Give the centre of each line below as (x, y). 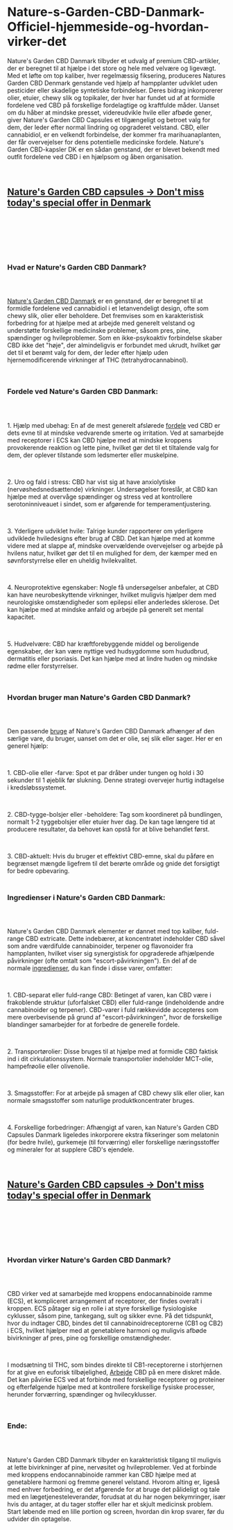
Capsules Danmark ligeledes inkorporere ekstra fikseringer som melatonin (113, 1135)
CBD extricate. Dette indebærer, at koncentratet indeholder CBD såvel (125, 939)
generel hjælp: (28, 746)
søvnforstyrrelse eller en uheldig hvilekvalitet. (72, 560)
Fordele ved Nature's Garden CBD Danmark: (83, 392)
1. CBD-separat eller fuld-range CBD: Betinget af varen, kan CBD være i (109, 995)
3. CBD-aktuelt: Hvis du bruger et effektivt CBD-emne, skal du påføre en (111, 856)
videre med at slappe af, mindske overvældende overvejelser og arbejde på (115, 545)
